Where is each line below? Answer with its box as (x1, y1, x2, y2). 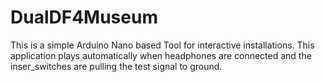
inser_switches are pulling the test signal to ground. (10, 60, 223, 72)
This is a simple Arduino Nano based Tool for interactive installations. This (10, 39, 315, 51)
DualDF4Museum (10, 6, 158, 29)
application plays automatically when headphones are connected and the (10, 49, 312, 61)
